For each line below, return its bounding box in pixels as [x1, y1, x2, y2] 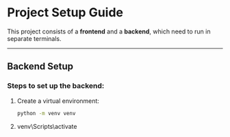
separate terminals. [7, 34, 62, 42]
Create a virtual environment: [16, 97, 99, 105]
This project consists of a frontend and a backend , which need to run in [7, 27, 211, 35]
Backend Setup [7, 61, 74, 72]
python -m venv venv [16, 110, 76, 117]
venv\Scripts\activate [16, 122, 77, 130]
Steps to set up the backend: [7, 81, 105, 91]
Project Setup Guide [7, 5, 124, 20]
